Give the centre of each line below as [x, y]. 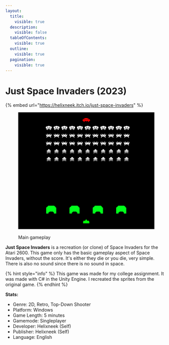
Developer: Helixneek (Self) [42, 326]
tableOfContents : [29, 38]
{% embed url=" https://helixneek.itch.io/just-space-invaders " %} [74, 105]
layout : [14, 11]
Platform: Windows [33, 310]
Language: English [32, 337]
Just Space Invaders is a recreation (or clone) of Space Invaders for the [82, 247]
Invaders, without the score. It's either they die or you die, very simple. [80, 258]
